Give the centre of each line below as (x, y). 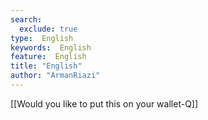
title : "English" (46, 66)
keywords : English (51, 47)
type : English (42, 38)
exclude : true (48, 29)
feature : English (48, 57)
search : (26, 19)
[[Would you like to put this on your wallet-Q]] (104, 103)
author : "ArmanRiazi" (55, 76)
